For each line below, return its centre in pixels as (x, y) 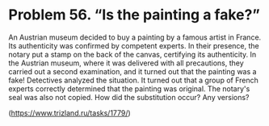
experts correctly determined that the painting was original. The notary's (129, 88)
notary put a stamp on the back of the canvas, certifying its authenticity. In (132, 54)
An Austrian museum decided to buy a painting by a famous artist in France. (135, 37)
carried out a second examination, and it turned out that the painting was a (132, 71)
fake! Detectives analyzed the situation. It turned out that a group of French (133, 80)
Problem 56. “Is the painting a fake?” (134, 15)
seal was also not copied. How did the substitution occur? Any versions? (129, 97)
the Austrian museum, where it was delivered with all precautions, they (126, 63)
